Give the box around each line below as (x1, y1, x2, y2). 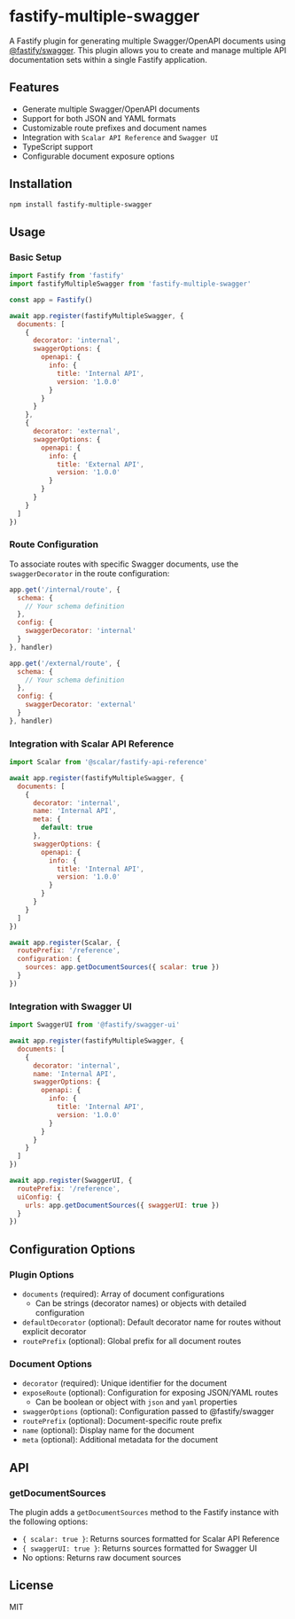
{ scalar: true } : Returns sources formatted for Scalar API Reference (21, 1533, 280, 1544)
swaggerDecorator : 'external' (25, 700, 137, 709)
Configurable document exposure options (21, 151, 175, 161)
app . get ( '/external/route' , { (9, 659, 121, 668)
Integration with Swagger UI (9, 1000, 133, 1013)
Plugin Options (9, 1268, 74, 1280)
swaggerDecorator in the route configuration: (9, 567, 170, 578)
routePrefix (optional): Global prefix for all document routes (21, 1335, 242, 1346)
